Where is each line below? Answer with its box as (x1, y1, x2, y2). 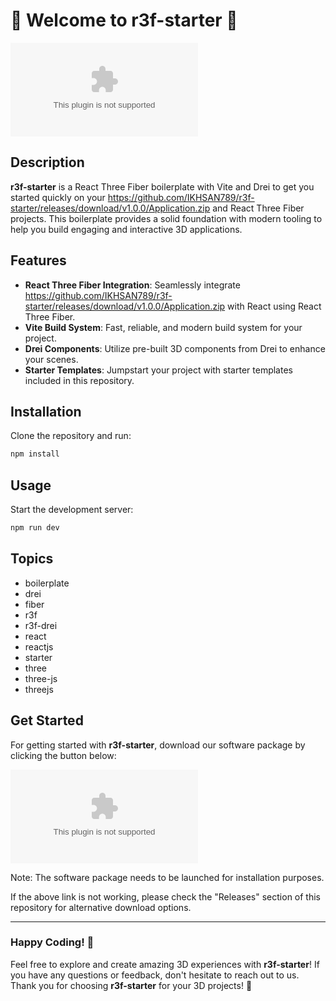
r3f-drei (24, 619, 58, 631)
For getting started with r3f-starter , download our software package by (10, 739, 306, 751)
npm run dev (10, 523, 60, 533)
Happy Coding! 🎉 (10, 935, 95, 949)
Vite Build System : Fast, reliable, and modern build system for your (24, 321, 303, 333)
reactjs (24, 640, 54, 653)
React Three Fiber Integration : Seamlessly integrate (24, 279, 241, 291)
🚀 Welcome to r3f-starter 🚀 (10, 9, 238, 32)
